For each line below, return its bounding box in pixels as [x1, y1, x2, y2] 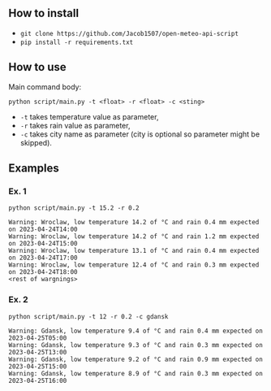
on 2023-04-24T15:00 [8, 240, 79, 248]
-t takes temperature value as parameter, [19, 111, 159, 121]
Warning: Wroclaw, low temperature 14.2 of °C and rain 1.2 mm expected [8, 232, 260, 241]
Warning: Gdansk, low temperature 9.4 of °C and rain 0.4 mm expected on [8, 327, 264, 335]
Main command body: [8, 81, 82, 92]
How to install [8, 7, 80, 20]
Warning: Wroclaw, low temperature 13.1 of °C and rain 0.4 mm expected [8, 247, 260, 255]
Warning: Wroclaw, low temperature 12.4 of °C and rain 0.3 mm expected [8, 261, 260, 269]
